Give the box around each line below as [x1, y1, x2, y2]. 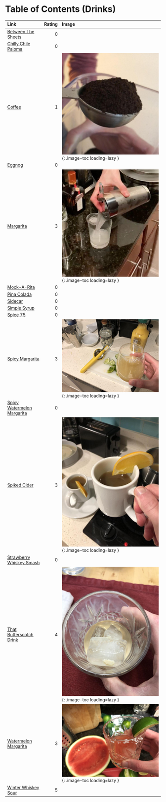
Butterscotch [7, 632, 34, 638]
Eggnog [7, 162, 23, 168]
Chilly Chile [7, 41, 31, 47]
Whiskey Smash [7, 559, 40, 565]
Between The [7, 28, 35, 34]
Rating [44, 21, 58, 27]
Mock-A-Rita [7, 284, 35, 290]
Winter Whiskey [7, 784, 40, 790]
